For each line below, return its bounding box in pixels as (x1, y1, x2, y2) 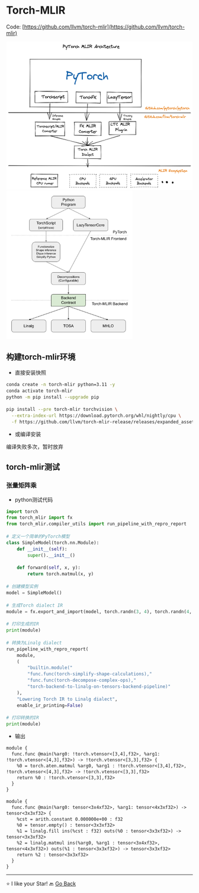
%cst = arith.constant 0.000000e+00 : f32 (17, 817, 123, 822)
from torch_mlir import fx (6, 515, 73, 521)
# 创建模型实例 (6, 583, 38, 590)
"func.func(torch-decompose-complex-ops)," (27, 677, 136, 684)
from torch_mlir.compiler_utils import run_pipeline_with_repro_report (6, 521, 187, 527)
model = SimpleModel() (6, 589, 62, 596)
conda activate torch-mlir (6, 388, 73, 394)
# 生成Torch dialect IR (6, 602, 63, 608)
